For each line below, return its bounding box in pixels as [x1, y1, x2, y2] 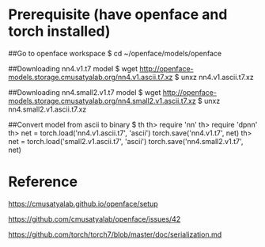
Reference [8, 173, 78, 191]
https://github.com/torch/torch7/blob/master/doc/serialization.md [8, 230, 222, 239]
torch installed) [8, 22, 111, 40]
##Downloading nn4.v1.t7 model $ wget [8, 63, 138, 73]
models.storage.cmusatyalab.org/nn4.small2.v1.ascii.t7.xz [8, 96, 196, 105]
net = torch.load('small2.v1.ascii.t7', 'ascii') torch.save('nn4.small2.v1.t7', [8, 136, 244, 146]
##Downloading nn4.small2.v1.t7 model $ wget [8, 87, 161, 97]
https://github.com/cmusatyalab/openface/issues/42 [8, 214, 181, 223]
